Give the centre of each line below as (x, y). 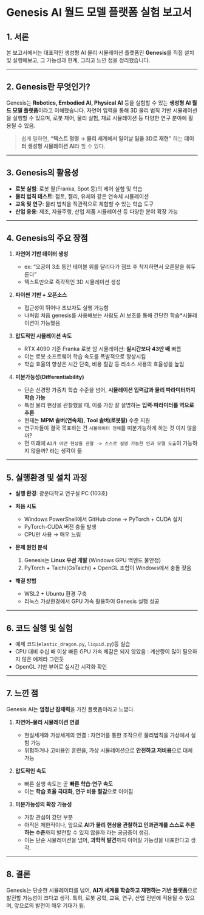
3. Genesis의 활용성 (42, 173)
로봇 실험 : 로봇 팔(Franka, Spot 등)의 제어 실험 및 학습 (79, 189)
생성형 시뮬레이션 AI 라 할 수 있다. (66, 146)
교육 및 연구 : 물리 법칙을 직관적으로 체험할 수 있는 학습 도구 (84, 204)
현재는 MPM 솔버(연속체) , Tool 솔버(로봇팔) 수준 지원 (87, 420)
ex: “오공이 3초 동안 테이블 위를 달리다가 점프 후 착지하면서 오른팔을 (104, 267)
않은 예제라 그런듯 (43, 659)
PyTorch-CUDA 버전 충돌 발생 (60, 527)
